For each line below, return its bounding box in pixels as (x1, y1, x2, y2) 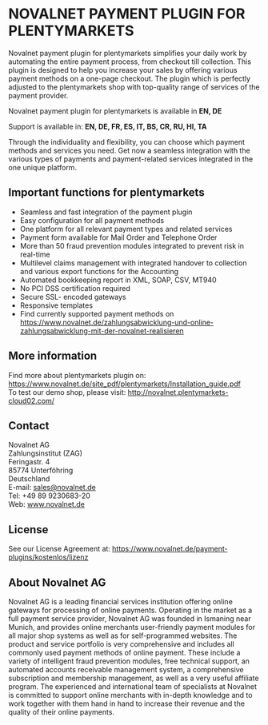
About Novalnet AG (8, 576, 106, 589)
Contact (8, 419, 50, 432)
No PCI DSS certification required (19, 283, 130, 293)
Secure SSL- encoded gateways (19, 292, 126, 301)
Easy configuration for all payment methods (19, 215, 165, 225)
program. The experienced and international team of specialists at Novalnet (8, 682, 258, 691)
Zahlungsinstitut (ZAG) (8, 448, 82, 458)
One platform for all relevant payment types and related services (19, 224, 233, 233)
